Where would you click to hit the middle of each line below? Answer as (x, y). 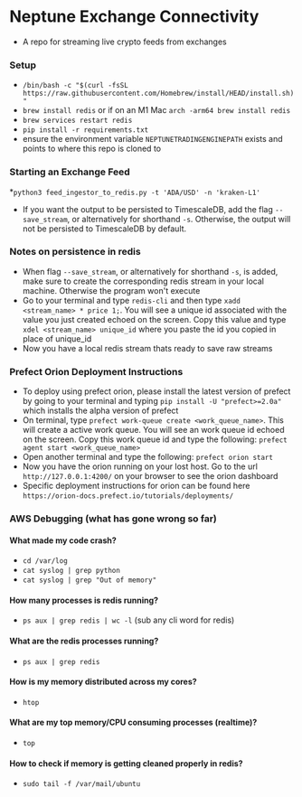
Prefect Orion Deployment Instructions (96, 371)
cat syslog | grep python (71, 571)
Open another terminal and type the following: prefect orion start (148, 457)
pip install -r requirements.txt (85, 130)
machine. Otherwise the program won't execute (111, 290)
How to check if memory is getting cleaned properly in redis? (126, 763)
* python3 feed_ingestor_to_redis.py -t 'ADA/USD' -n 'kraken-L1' (135, 192)
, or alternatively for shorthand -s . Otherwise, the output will (179, 219)
